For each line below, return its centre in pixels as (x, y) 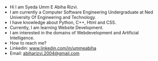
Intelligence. (22, 38)
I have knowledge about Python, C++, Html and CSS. (63, 22)
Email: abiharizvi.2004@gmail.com (44, 53)
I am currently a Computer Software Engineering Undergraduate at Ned (81, 12)
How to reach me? (28, 43)
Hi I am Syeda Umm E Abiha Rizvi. (44, 7)
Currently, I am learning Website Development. (57, 28)
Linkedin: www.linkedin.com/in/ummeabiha (53, 48)
